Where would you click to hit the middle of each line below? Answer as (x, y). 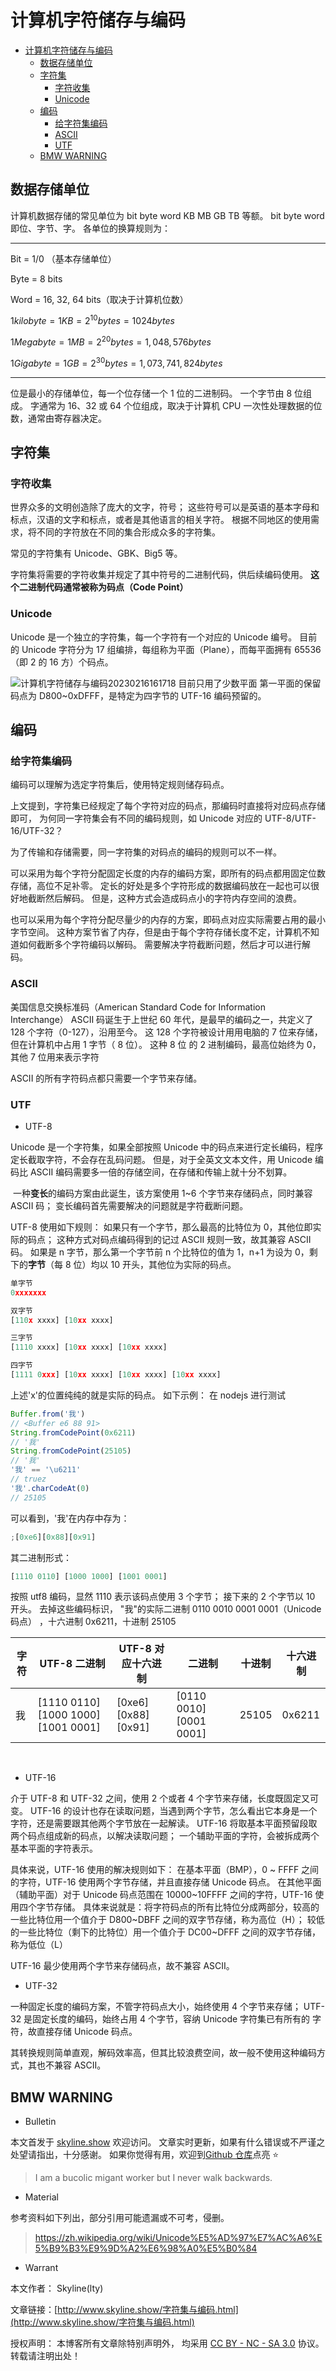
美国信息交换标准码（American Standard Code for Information (138, 1007)
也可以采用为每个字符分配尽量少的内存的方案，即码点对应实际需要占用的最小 (168, 920)
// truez (28, 1479)
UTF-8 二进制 (72, 1664)
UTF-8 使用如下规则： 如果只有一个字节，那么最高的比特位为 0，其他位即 (161, 1227)
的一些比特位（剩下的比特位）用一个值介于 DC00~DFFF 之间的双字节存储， (166, 1932)
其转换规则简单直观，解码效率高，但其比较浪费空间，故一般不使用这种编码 (163, 2053)
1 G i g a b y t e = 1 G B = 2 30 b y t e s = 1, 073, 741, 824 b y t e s (116, 362)
